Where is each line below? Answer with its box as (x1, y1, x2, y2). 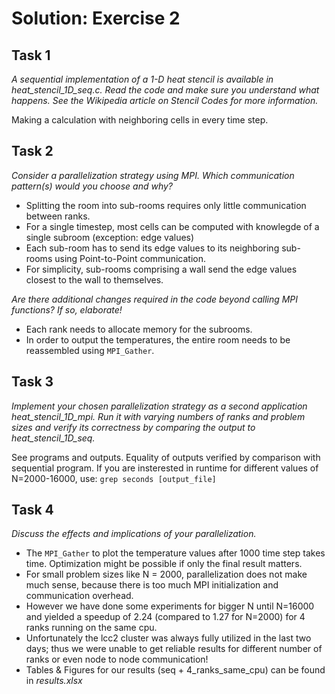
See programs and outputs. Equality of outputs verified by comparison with (11, 451, 321, 463)
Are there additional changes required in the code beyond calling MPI (11, 293, 299, 305)
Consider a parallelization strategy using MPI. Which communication (11, 169, 295, 181)
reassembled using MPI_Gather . (25, 344, 155, 356)
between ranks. (25, 210, 91, 222)
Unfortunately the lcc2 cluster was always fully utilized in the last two (25, 632, 312, 644)
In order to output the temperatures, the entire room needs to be (25, 333, 291, 346)
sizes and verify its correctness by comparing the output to (11, 421, 256, 433)
